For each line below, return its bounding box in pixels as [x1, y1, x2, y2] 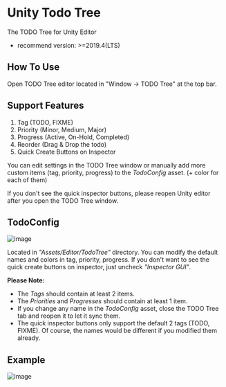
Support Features [7, 100, 84, 111]
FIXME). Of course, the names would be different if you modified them [17, 327, 218, 335]
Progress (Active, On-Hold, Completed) [17, 133, 130, 141]
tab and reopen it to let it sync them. [17, 312, 121, 320]
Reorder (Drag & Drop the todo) [17, 140, 107, 148]
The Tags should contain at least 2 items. [17, 289, 135, 298]
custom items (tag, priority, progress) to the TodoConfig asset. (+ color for [7, 168, 219, 177]
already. [17, 334, 41, 342]
